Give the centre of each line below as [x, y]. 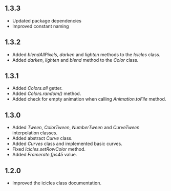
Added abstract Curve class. [42, 138]
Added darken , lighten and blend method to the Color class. [75, 60]
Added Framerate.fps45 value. [45, 155]
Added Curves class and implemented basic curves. [67, 144]
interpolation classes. [35, 133]
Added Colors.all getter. [37, 88]
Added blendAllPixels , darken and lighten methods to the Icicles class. [86, 54]
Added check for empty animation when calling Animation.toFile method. [89, 99]
